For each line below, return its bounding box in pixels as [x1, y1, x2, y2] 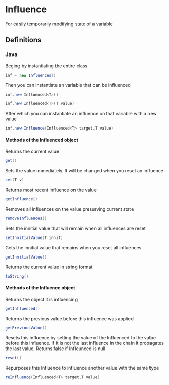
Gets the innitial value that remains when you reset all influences [5, 244, 142, 250]
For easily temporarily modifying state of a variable [5, 21, 113, 27]
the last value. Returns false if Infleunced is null [5, 345, 105, 352]
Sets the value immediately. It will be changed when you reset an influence [5, 168, 163, 174]
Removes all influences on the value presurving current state [5, 206, 134, 212]
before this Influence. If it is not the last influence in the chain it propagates [5, 340, 164, 346]
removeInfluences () [5, 216, 47, 221]
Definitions [5, 35, 42, 44]
